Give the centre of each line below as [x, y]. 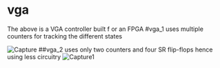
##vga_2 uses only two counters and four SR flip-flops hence [126, 49]
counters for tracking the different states [65, 36]
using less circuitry [34, 56]
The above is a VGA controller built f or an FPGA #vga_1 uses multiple [105, 29]
